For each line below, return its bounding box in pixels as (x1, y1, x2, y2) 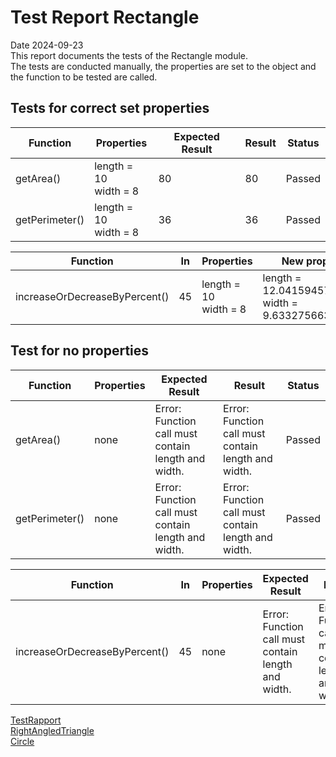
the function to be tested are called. (10, 71, 158, 83)
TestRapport (10, 714, 62, 726)
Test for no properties (10, 342, 150, 360)
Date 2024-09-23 (10, 39, 84, 51)
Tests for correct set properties (10, 100, 210, 117)
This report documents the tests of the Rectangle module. (10, 49, 249, 61)
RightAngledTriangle (10, 724, 95, 736)
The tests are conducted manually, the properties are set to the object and (10, 60, 317, 72)
